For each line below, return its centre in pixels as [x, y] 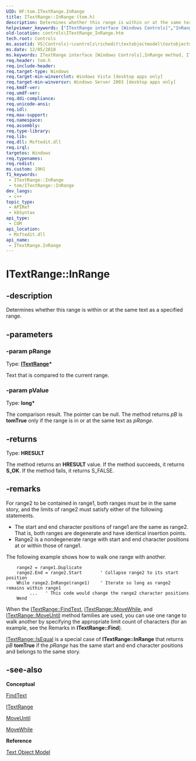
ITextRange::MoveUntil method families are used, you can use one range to [96, 615]
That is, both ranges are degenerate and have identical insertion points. [100, 533]
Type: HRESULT [25, 453]
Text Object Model [28, 752]
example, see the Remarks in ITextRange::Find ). [64, 628]
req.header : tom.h [28, 60]
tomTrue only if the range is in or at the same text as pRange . [80, 421]
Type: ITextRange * [29, 364]
